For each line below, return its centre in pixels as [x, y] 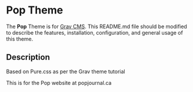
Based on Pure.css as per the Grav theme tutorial [66, 71]
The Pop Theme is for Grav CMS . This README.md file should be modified [96, 26]
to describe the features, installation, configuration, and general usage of [95, 32]
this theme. [20, 39]
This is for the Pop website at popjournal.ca [59, 83]
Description [28, 57]
